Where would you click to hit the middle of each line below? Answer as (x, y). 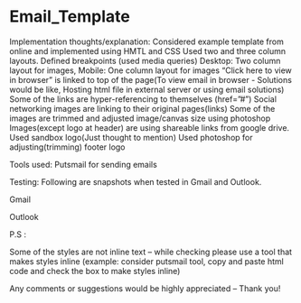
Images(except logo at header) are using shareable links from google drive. (150, 127)
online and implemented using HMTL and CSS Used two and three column (148, 50)
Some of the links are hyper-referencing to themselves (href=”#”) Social (143, 99)
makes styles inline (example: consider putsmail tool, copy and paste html (147, 261)
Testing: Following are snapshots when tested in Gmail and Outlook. (136, 181)
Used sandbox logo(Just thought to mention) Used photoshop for (131, 137)
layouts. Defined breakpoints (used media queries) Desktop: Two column (145, 60)
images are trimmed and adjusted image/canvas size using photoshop (140, 118)
